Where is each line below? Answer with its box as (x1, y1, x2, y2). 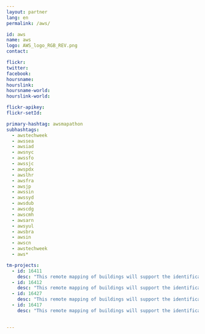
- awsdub (12, 201, 34, 207)
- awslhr (12, 172, 34, 178)
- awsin (12, 234, 32, 241)
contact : (6, 48, 29, 55)
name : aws (6, 37, 32, 43)
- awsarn (12, 217, 34, 223)
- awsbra (12, 229, 34, 235)
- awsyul (12, 223, 34, 229)
